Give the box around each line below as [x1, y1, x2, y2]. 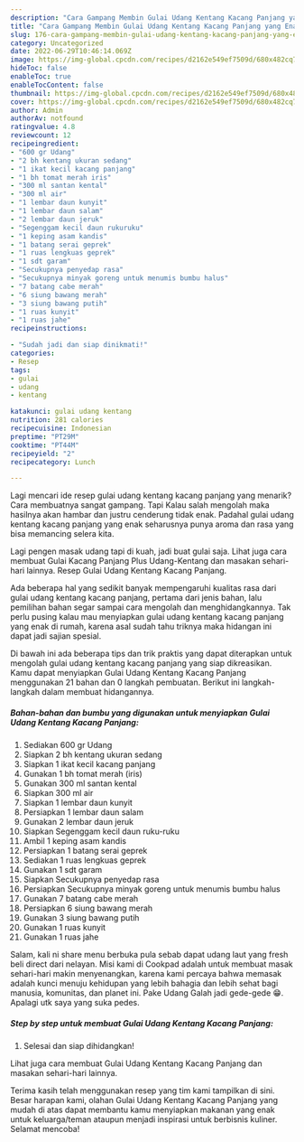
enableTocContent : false [10, 80, 104, 89]
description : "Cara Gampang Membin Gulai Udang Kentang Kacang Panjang [10, 13, 285, 23]
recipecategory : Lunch [10, 457, 96, 466]
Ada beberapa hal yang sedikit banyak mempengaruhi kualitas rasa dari [10, 583, 277, 594]
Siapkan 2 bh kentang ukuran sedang [23, 749, 163, 760]
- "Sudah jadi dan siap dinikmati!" [10, 341, 148, 350]
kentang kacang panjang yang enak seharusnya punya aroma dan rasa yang [10, 519, 294, 529]
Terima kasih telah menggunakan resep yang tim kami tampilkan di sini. [10, 1085, 275, 1096]
